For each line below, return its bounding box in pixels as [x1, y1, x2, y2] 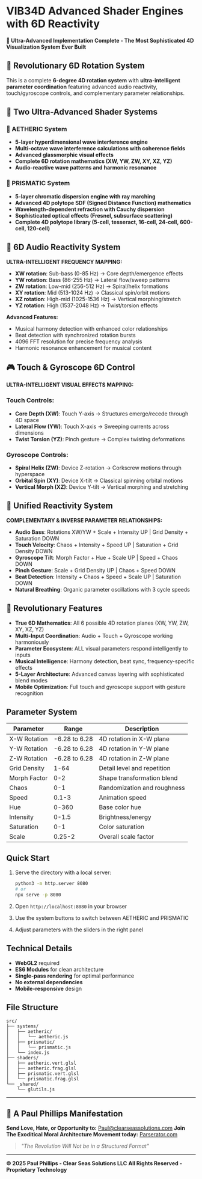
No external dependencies [14, 978, 83, 985]
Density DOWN [14, 547, 53, 554]
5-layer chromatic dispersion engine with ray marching [14, 192, 156, 200]
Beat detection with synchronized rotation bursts [14, 331, 136, 338]
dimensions [14, 429, 44, 436]
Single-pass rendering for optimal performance [14, 972, 134, 979]
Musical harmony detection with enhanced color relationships [14, 325, 168, 332]
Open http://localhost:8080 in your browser [14, 902, 127, 910]
